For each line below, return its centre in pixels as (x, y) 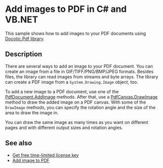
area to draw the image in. (32, 112)
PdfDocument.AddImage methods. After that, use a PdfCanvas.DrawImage (81, 97)
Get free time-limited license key (46, 155)
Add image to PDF (31, 160)
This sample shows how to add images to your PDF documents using (76, 33)
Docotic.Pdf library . (25, 39)
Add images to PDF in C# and (66, 9)
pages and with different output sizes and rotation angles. (64, 127)
